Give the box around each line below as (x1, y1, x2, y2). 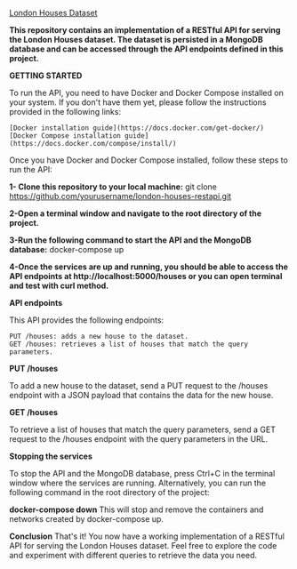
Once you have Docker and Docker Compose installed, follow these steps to (9, 155, 289, 165)
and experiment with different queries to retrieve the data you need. (9, 550, 258, 560)
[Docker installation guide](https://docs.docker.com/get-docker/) (9, 124, 265, 132)
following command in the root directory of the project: (9, 487, 211, 497)
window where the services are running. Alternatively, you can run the (9, 477, 267, 488)
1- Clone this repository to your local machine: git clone (9, 181, 218, 192)
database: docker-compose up (9, 244, 124, 254)
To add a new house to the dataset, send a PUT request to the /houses (9, 381, 269, 390)
